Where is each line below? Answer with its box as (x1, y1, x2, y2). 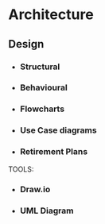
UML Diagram (19, 205, 74, 216)
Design (8, 37, 45, 51)
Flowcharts (19, 103, 65, 114)
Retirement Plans (19, 146, 88, 157)
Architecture (8, 6, 94, 24)
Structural (19, 61, 60, 72)
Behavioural (19, 82, 68, 93)
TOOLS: (8, 164, 34, 174)
